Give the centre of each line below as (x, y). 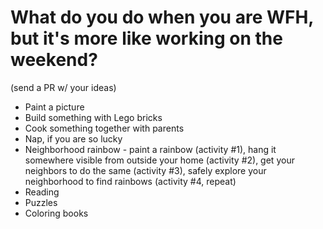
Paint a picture (54, 107)
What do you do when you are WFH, (162, 17)
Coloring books (56, 213)
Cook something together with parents (104, 128)
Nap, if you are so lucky (73, 138)
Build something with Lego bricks (93, 117)
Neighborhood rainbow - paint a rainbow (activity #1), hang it (150, 149)
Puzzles (41, 202)
